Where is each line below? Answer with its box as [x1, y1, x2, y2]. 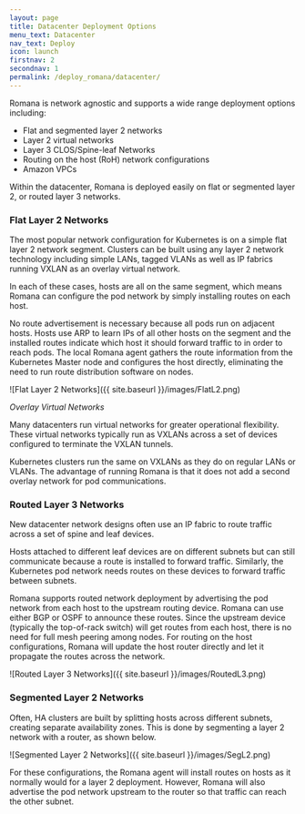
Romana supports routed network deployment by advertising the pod [9, 593, 269, 604]
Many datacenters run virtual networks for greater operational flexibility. [9, 420, 280, 431]
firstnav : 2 [9, 56, 55, 65]
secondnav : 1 [9, 65, 59, 74]
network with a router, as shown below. [9, 731, 157, 742]
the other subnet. [9, 796, 75, 807]
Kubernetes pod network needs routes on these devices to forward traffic [9, 565, 286, 576]
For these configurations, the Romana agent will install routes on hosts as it [9, 767, 291, 778]
